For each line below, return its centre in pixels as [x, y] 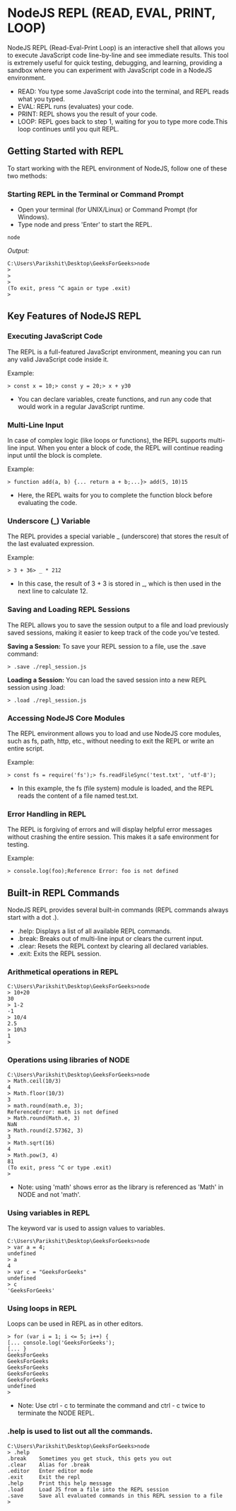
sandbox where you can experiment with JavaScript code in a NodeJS [110, 70]
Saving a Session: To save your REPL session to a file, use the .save [107, 646]
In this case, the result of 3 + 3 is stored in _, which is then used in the [119, 584]
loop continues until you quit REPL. [68, 129]
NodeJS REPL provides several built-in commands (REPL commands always [118, 910]
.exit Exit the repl [44, 1477]
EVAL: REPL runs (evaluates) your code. [76, 106]
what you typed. [41, 99]
